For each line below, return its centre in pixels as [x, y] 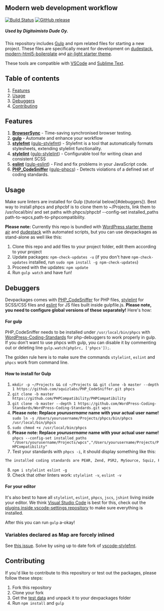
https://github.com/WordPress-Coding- [117, 404]
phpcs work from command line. [37, 362]
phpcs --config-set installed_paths [49, 438]
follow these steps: [24, 578]
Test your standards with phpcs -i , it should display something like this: [84, 452]
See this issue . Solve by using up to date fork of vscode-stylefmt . [71, 546]
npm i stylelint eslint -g [40, 470]
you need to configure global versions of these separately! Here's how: [78, 310]
